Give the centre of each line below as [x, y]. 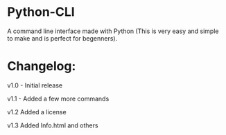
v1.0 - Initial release [35, 85]
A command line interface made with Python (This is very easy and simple [113, 31]
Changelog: [42, 66]
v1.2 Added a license [37, 112]
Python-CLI [41, 12]
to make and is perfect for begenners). [62, 38]
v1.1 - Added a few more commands [58, 98]
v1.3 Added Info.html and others [53, 125]
